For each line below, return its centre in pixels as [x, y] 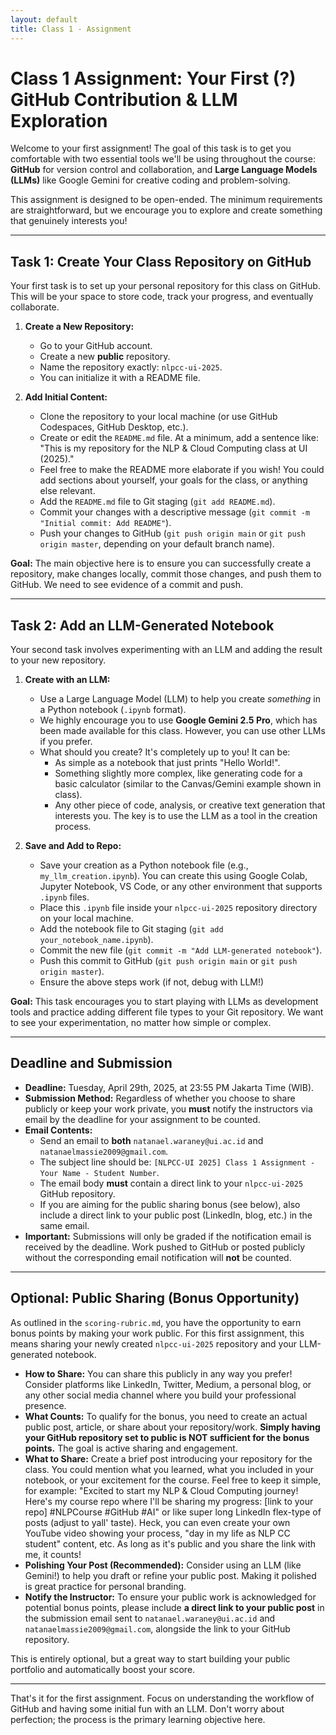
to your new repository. [58, 660]
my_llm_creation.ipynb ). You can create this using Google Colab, [173, 876]
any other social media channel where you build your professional [160, 1395]
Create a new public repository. [105, 357]
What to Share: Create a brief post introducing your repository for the [168, 1458]
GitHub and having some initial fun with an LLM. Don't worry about [147, 1708]
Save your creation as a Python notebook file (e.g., [144, 865]
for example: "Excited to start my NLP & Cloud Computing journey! [161, 1490]
